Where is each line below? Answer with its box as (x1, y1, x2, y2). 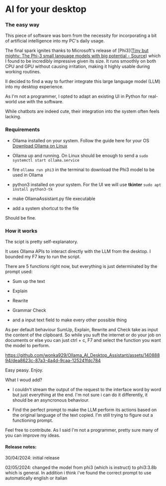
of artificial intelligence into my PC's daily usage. (5, 38, 105, 44)
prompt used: (5, 268, 33, 275)
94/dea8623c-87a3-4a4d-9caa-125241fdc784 (5, 358, 101, 364)
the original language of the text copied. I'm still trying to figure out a (12, 412, 153, 418)
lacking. (5, 114, 21, 120)
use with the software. (17, 99, 64, 105)
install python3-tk (12, 187, 53, 192)
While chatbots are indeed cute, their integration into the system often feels (5, 108, 160, 114)
